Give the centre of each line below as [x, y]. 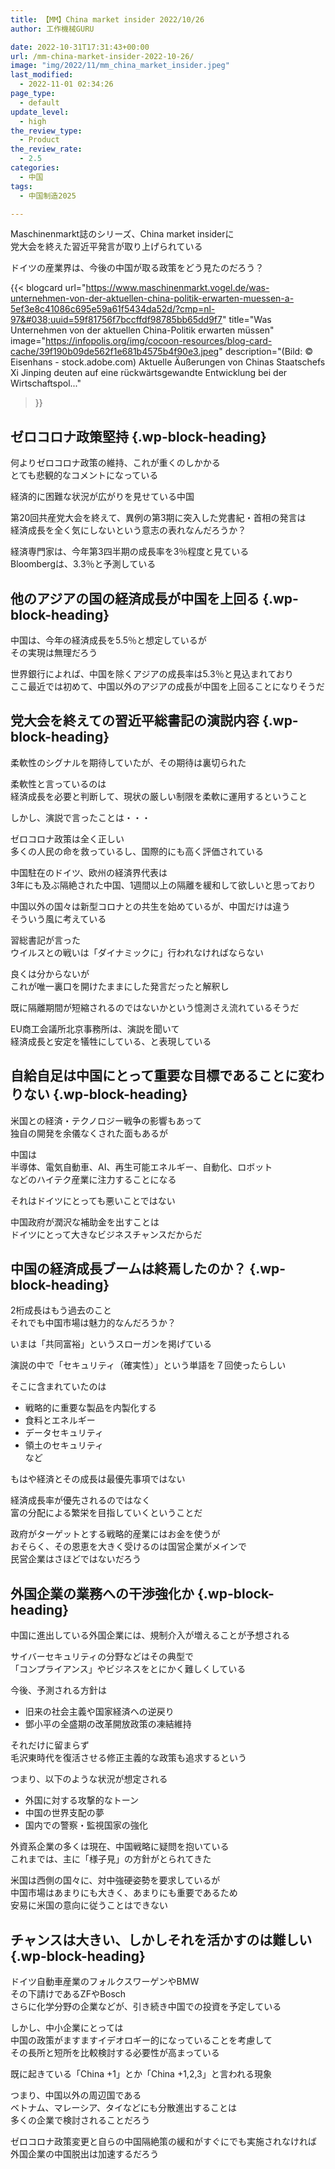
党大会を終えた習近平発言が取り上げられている [106, 247]
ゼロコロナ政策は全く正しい [67, 838]
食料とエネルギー [60, 1420]
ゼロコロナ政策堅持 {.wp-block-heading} [138, 436]
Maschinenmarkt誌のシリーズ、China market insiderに [122, 234]
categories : [35, 168]
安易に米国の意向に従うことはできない [89, 1905]
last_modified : [42, 75]
